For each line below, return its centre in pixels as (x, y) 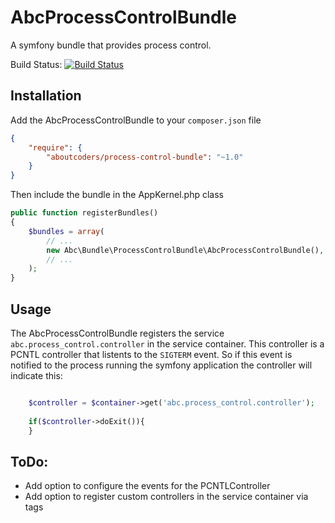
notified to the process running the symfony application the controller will (161, 365)
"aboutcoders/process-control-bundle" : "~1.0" (145, 157)
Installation (46, 96)
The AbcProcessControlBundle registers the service (117, 333)
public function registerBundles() (84, 213)
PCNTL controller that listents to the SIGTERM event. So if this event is (151, 354)
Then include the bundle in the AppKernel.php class (117, 195)
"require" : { (55, 147)
